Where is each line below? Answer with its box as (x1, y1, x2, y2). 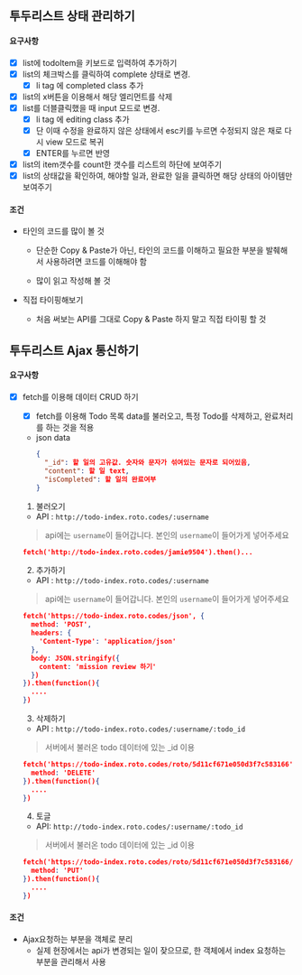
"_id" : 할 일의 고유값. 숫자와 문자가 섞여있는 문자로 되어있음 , (43, 459, 252, 468)
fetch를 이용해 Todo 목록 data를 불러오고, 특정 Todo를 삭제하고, (35, 411, 263, 422)
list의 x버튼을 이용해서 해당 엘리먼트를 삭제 (22, 91, 173, 102)
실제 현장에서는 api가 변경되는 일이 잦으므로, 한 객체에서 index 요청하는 (35, 944, 287, 955)
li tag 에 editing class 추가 (35, 114, 130, 125)
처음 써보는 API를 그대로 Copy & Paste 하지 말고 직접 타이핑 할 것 (35, 314, 267, 325)
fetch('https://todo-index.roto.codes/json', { (22, 612, 205, 621)
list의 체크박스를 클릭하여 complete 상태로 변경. (22, 69, 191, 79)
